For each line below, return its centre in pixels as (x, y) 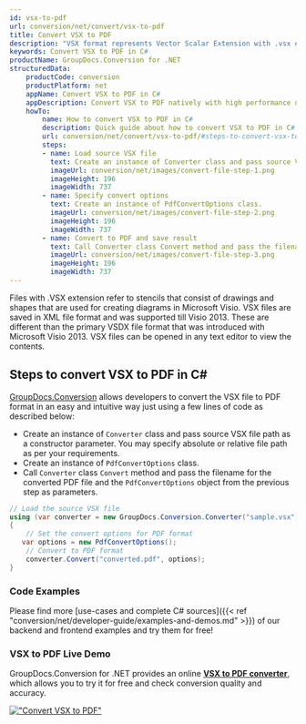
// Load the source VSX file (65, 508)
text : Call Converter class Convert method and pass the (160, 247)
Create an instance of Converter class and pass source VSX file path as (157, 433)
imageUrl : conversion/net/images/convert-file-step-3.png (162, 255)
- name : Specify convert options (106, 196)
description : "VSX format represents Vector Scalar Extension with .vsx (150, 43)
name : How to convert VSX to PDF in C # (118, 119)
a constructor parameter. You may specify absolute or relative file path (155, 444)
